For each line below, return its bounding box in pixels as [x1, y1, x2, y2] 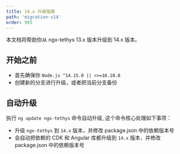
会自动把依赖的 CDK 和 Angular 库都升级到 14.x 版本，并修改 [14, 134, 161, 141]
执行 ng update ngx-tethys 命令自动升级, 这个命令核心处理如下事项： [6, 115, 172, 121]
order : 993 [6, 19, 33, 25]
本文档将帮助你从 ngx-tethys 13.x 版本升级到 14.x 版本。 [6, 36, 140, 43]
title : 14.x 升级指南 [6, 8, 56, 15]
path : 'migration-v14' [6, 14, 61, 20]
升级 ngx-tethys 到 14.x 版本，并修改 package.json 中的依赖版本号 [14, 127, 174, 134]
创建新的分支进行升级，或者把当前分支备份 [14, 79, 117, 86]
